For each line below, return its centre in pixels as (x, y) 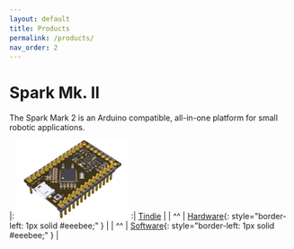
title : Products (40, 28)
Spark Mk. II (55, 93)
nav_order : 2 (34, 48)
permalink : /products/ (52, 38)
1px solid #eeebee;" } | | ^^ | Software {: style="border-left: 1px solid (150, 226)
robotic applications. (47, 128)
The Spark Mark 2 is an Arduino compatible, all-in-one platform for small (144, 118)
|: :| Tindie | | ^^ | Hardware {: (120, 217)
